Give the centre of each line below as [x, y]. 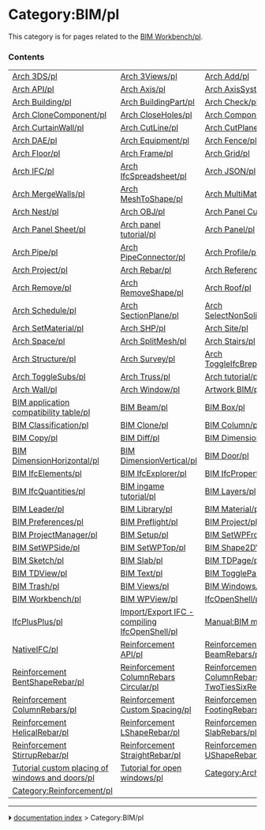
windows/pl [142, 778]
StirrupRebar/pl [41, 755]
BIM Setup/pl [144, 535]
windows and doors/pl [53, 778]
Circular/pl [140, 687]
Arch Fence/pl [231, 141]
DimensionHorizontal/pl [56, 461]
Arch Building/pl [42, 102]
